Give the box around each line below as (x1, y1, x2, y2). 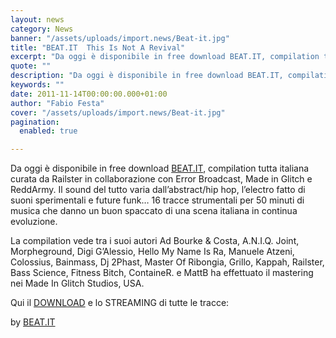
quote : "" (10, 61, 52, 71)
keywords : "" (10, 80, 65, 90)
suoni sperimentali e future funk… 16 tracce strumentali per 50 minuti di (10, 194, 305, 206)
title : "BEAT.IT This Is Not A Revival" (10, 42, 186, 53)
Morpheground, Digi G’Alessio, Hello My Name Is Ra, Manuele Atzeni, (10, 246, 295, 258)
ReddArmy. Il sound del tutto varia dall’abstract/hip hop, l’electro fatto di (10, 184, 306, 196)
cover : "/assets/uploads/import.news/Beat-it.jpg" (10, 107, 226, 118)
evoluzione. (10, 216, 58, 228)
